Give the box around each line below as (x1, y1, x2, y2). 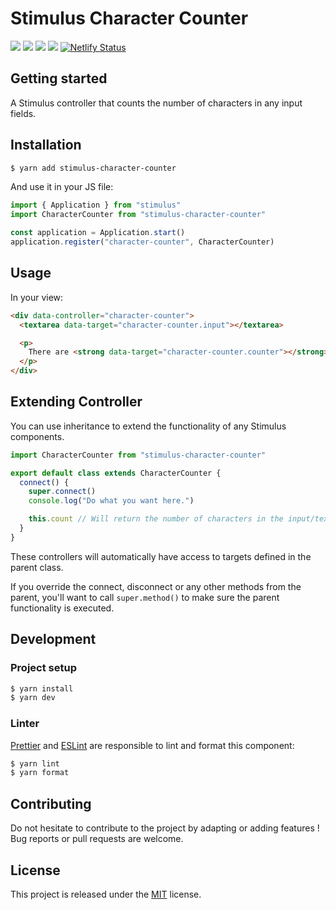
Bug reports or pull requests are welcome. (10, 833, 184, 845)
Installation (10, 137, 82, 154)
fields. (10, 107, 37, 119)
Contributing (10, 795, 92, 812)
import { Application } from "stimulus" (10, 200, 182, 211)
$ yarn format (10, 768, 70, 778)
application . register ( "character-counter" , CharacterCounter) (10, 237, 275, 247)
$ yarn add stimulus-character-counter (10, 163, 177, 173)
